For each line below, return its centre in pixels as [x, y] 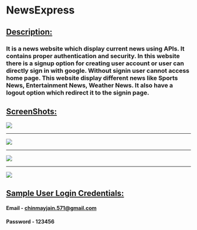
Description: [29, 32]
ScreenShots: [32, 111]
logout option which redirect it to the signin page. [78, 93]
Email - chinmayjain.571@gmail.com [51, 208]
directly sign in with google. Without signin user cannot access [98, 70]
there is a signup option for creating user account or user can [95, 63]
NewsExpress [40, 10]
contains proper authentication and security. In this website [93, 56]
